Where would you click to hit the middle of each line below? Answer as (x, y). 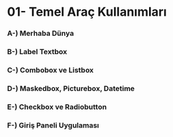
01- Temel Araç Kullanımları (87, 12)
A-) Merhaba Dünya (40, 34)
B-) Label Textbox (37, 52)
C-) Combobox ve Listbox (51, 70)
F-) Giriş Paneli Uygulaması (53, 125)
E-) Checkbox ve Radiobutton (57, 107)
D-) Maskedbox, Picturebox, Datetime (71, 88)
